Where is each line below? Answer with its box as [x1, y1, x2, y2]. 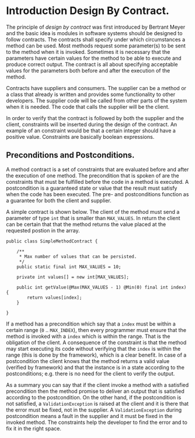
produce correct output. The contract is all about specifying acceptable [6, 60, 178, 68]
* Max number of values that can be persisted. [19, 254, 137, 259]
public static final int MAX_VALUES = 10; [16, 264, 121, 270]
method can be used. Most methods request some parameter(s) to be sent [6, 42, 186, 49]
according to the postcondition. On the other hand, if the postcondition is [6, 393, 182, 401]
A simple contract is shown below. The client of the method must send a [6, 208, 180, 215]
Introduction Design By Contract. [6, 4, 169, 18]
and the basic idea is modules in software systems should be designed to [6, 29, 183, 36]
